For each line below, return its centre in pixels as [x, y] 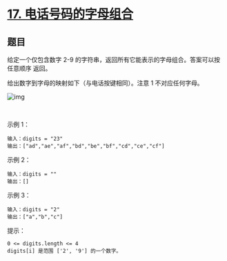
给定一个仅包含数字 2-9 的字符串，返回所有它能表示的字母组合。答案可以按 [114, 60]
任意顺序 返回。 [29, 68]
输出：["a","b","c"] [35, 217]
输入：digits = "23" [35, 139]
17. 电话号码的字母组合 [70, 14]
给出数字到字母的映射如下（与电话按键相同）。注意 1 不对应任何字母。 [105, 83]
